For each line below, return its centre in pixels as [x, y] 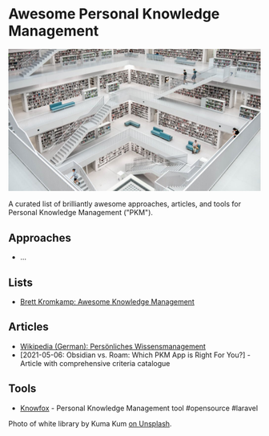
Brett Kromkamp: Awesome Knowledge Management [107, 302]
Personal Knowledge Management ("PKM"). [81, 213]
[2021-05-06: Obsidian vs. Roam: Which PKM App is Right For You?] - [135, 355]
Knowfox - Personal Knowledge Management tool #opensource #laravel [139, 408]
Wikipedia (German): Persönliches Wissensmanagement [113, 346]
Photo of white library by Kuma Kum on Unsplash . [90, 423]
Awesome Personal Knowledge [114, 14]
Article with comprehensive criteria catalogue [95, 363]
